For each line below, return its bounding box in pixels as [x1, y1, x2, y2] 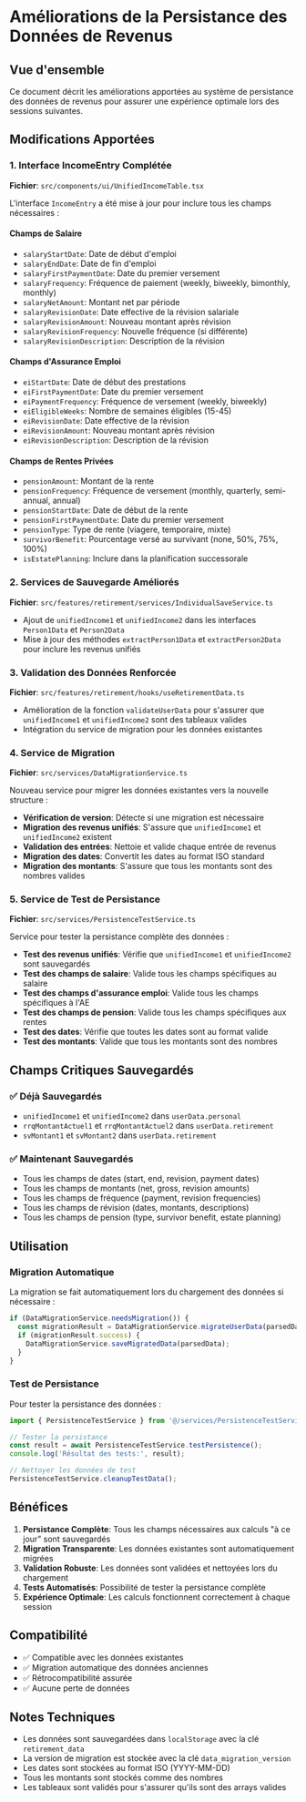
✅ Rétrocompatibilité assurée [22, 1672, 133, 1683]
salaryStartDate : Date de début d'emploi [22, 248, 178, 259]
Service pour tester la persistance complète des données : [9, 931, 229, 942]
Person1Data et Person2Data [22, 624, 125, 635]
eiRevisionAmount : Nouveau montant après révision [22, 425, 216, 436]
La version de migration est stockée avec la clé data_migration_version [22, 1753, 291, 1764]
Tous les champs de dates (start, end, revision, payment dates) [22, 1173, 260, 1184]
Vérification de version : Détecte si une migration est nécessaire [22, 813, 265, 824]
